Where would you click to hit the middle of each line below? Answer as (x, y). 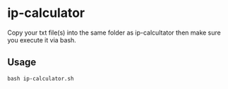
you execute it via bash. (42, 40)
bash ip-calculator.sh (41, 78)
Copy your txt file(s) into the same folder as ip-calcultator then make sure (114, 32)
